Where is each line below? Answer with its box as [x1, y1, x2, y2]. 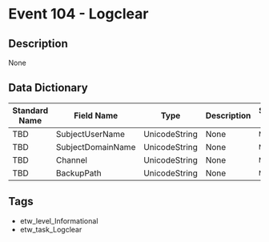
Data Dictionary [8, 81, 88, 95]
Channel [55, 154, 88, 165]
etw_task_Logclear [19, 224, 82, 234]
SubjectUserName [55, 128, 126, 139]
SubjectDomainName [55, 141, 136, 152]
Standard [12, 105, 49, 116]
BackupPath [55, 167, 102, 179]
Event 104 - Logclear [8, 5, 149, 23]
